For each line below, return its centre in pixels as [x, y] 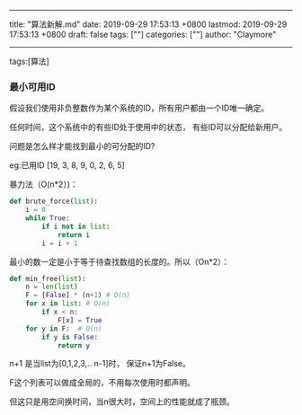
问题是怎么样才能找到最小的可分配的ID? [82, 146]
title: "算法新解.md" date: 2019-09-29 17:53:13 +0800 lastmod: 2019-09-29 [148, 24]
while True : [48, 218]
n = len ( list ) [52, 287]
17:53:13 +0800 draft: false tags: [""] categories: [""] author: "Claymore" [143, 34]
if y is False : [70, 337]
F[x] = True [80, 320]
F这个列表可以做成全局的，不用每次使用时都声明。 [102, 383]
